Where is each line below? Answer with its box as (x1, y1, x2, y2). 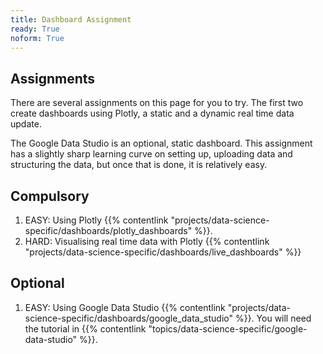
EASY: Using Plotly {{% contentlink (24, 214, 169, 226)
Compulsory (10, 187, 90, 205)
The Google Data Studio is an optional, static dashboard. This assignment (10, 137, 313, 150)
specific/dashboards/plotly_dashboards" (24, 225, 193, 236)
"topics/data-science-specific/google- (148, 322, 308, 335)
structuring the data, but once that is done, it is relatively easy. (10, 159, 268, 171)
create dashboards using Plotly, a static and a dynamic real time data (10, 107, 295, 120)
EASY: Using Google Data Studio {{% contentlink (24, 301, 226, 313)
